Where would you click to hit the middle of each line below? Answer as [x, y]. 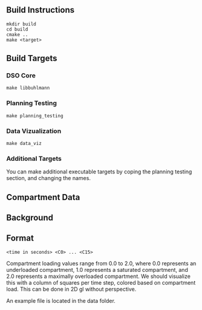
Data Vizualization [34, 131]
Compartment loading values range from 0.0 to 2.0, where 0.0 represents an [101, 263]
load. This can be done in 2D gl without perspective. [71, 289]
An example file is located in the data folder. [61, 300]
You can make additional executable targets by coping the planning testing [99, 172]
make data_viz [24, 143]
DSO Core [21, 76]
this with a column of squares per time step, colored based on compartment [101, 282]
